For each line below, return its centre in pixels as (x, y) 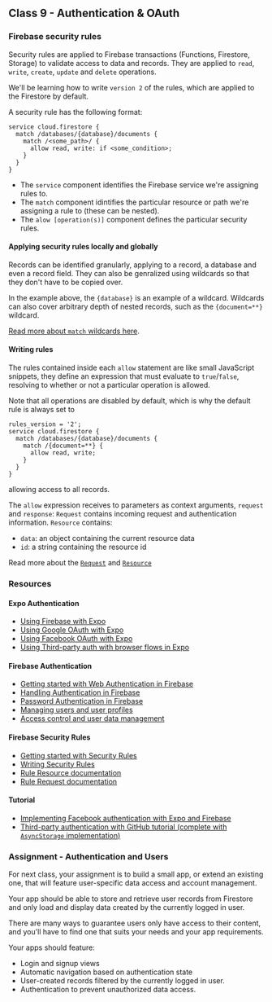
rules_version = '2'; (45, 424)
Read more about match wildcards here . (74, 331)
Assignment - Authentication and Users (89, 856)
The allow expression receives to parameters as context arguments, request (136, 505)
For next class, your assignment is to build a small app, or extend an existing (136, 874)
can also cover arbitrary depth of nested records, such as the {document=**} (136, 306)
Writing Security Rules (57, 764)
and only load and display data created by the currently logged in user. (127, 908)
